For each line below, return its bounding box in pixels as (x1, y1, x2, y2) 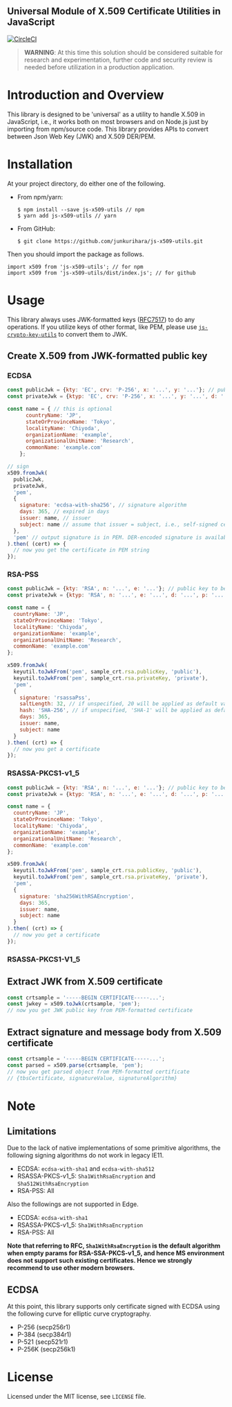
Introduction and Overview (7, 87, 164, 103)
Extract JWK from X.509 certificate (7, 976, 164, 988)
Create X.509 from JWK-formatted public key (7, 350, 208, 362)
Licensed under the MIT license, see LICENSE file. (7, 1392, 146, 1401)
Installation (7, 156, 73, 172)
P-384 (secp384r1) (17, 1330, 72, 1339)
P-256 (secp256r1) (17, 1323, 71, 1331)
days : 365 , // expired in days (19, 508, 110, 515)
